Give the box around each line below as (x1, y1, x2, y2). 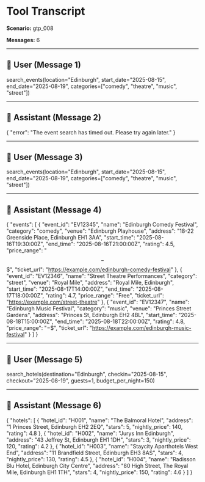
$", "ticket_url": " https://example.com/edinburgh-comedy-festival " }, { (6, 266, 183, 273)
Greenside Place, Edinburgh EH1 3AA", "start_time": (6, 234, 135, 241)
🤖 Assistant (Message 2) (6, 112, 102, 123)
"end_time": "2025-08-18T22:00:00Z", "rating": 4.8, (54, 318, 185, 325)
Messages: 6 (6, 36, 40, 43)
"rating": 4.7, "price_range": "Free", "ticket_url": (45, 292, 164, 299)
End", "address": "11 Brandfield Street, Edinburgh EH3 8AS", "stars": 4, (6, 449, 184, 456)
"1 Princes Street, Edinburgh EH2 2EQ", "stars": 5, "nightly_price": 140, (6, 423, 183, 430)
